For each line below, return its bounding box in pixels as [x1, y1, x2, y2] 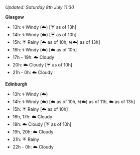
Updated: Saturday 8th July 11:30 [5, 5, 74, 10]
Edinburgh [5, 81, 28, 87]
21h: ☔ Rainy [12, 136, 39, 142]
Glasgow [5, 14, 24, 20]
